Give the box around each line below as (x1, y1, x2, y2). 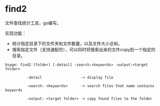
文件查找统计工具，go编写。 (5, 20, 61, 26)
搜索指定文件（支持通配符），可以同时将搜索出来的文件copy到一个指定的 (12, 46, 156, 52)
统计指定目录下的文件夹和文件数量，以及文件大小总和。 (12, 40, 122, 46)
